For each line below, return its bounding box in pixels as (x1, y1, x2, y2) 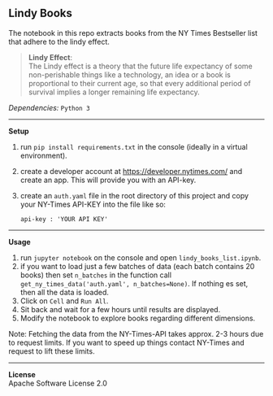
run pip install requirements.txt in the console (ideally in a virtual (19, 141, 248, 151)
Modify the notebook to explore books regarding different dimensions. (19, 313, 256, 323)
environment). (19, 150, 67, 160)
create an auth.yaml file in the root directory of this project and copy (19, 190, 249, 200)
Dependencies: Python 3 (8, 102, 91, 112)
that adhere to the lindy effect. (8, 37, 110, 46)
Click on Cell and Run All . (19, 296, 109, 306)
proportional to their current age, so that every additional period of (28, 78, 251, 88)
